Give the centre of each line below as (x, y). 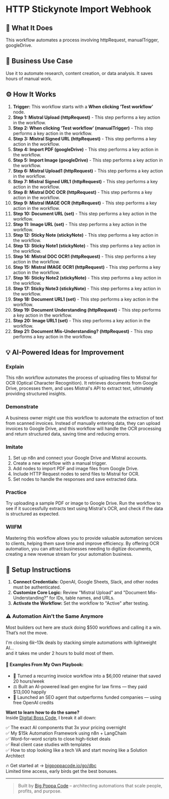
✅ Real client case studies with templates (48, 744)
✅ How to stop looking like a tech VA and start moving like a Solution (76, 750)
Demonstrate (22, 407)
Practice (16, 492)
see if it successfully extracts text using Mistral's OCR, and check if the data (84, 509)
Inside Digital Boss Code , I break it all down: (51, 717)
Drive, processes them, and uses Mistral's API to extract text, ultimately (79, 388)
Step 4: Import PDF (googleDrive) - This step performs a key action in (86, 149)
